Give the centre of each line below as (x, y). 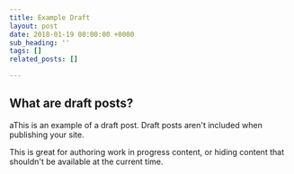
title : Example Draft (50, 17)
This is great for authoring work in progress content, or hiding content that (147, 152)
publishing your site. (47, 135)
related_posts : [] (44, 59)
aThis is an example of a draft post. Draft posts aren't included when (136, 125)
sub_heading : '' (40, 43)
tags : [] (26, 51)
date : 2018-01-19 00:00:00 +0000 (72, 34)
